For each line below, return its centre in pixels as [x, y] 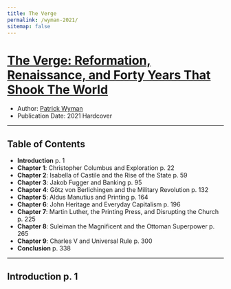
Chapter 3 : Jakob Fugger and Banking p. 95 [79, 182]
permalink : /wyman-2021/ [43, 20]
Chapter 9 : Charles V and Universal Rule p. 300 [85, 241]
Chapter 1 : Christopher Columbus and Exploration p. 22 [96, 168]
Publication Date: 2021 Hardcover [65, 116]
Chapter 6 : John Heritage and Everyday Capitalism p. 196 [99, 204]
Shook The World [58, 89]
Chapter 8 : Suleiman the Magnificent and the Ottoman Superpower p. [116, 226]
